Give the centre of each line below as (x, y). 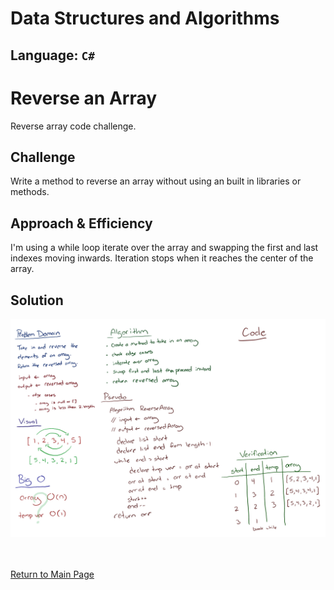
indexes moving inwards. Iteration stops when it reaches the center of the (162, 258)
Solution (37, 300)
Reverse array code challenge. (73, 126)
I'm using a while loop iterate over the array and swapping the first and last (164, 248)
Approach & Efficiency (81, 223)
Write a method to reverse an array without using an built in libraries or (156, 181)
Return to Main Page (52, 574)
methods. (30, 192)
